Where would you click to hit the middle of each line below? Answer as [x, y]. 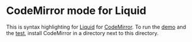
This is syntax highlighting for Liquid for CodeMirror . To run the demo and [96, 27]
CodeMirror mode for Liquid [76, 11]
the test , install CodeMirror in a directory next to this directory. [82, 33]
